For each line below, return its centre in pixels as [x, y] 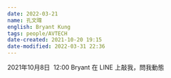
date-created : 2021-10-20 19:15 [55, 40]
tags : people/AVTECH [38, 33]
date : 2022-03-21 [33, 14]
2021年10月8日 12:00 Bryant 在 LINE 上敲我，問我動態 [86, 67]
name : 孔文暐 [25, 20]
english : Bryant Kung [39, 27]
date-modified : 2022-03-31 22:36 [56, 46]
